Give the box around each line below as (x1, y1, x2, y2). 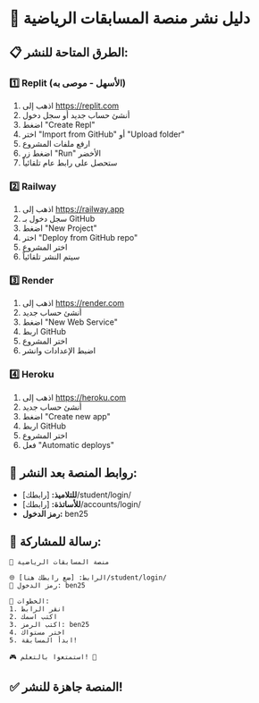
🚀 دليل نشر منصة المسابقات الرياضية (9, 8, 251, 29)
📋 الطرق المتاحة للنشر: (9, 45, 129, 60)
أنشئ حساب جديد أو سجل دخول (21, 109, 130, 120)
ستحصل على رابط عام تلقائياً (21, 157, 118, 168)
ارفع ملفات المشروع (21, 138, 91, 148)
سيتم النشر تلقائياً (21, 251, 80, 262)
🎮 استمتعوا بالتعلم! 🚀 (9, 653, 97, 662)
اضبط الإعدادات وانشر (21, 345, 96, 356)
